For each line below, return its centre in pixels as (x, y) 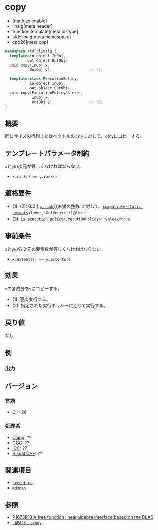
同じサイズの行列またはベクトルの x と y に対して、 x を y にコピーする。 (75, 136)
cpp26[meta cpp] (30, 42)
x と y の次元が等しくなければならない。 (44, 166)
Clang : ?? (22, 437)
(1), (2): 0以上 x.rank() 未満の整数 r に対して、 (58, 206)
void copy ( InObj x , (30, 65)
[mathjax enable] (30, 21)
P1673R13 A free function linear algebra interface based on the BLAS (82, 517)
